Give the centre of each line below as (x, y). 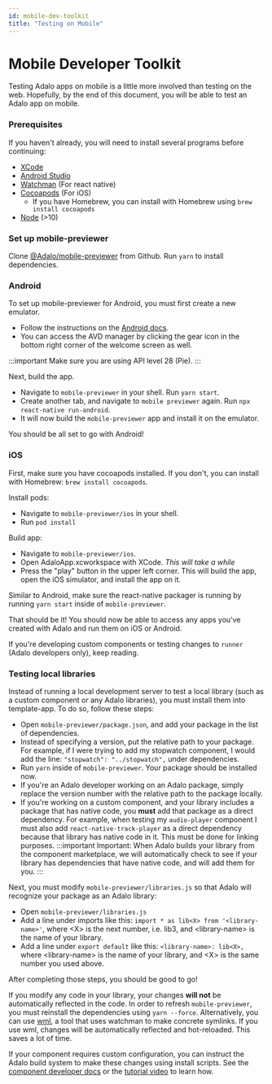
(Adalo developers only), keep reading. (74, 653)
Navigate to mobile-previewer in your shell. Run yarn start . (120, 392)
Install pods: (29, 497)
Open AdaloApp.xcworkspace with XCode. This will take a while (127, 562)
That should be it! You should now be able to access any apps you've (125, 619)
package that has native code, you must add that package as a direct (137, 811)
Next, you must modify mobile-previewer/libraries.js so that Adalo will (130, 887)
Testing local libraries (52, 674)
